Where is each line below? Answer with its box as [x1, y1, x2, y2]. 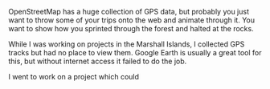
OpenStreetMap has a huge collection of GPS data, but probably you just [8, 7, 250, 16]
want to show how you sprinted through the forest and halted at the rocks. [8, 24, 255, 33]
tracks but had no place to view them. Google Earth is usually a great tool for [8, 48, 263, 57]
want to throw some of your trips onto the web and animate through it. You [8, 15, 256, 25]
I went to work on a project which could [8, 72, 139, 81]
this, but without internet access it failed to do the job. [8, 56, 187, 66]
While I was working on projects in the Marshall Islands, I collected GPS [8, 39, 245, 49]
